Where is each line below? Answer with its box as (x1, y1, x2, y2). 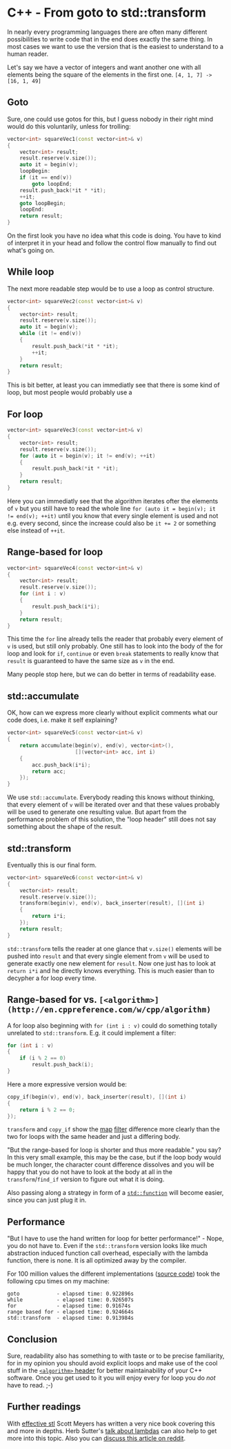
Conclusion (7, 1333, 58, 1345)
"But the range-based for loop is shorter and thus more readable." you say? (7, 1146, 222, 1154)
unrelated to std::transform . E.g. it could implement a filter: (7, 1028, 177, 1037)
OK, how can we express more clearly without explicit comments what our (7, 709, 219, 717)
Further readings (7, 1401, 81, 1413)
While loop (7, 266, 54, 278)
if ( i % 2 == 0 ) (19, 1055, 67, 1062)
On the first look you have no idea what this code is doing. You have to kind (7, 231, 221, 240)
